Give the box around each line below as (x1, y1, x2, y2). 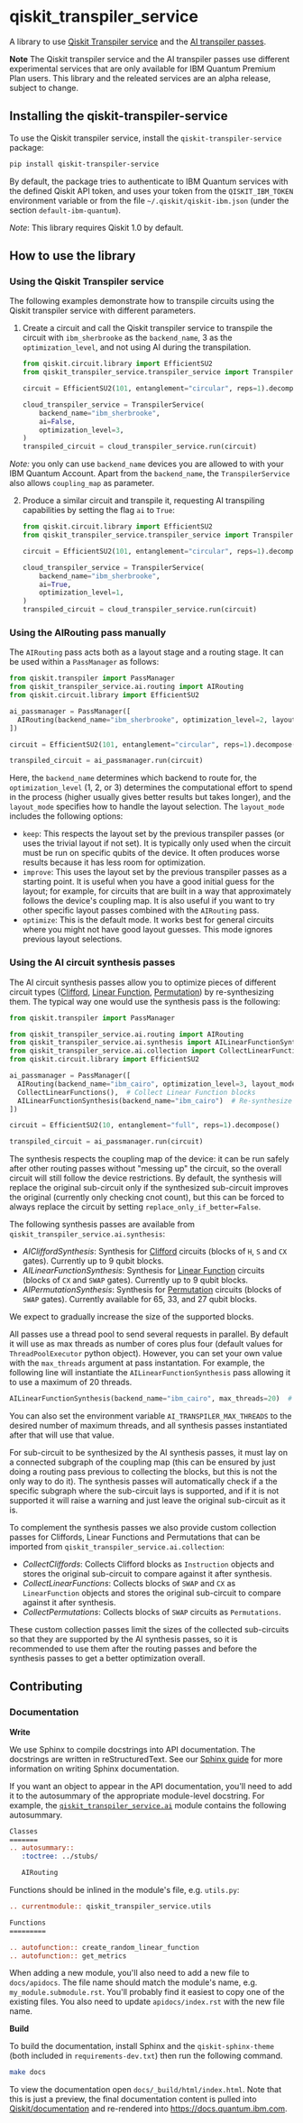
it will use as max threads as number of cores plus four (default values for (9, 1338, 283, 1349)
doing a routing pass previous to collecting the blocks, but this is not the (9, 1466, 278, 1477)
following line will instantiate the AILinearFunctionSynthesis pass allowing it (9, 1367, 291, 1378)
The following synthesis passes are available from (9, 1219, 196, 1230)
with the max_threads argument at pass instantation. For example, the (9, 1357, 265, 1368)
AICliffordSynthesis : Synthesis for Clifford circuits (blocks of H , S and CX (22, 1246, 288, 1257)
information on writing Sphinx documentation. (9, 1763, 179, 1774)
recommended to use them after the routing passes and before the (9, 1643, 257, 1654)
